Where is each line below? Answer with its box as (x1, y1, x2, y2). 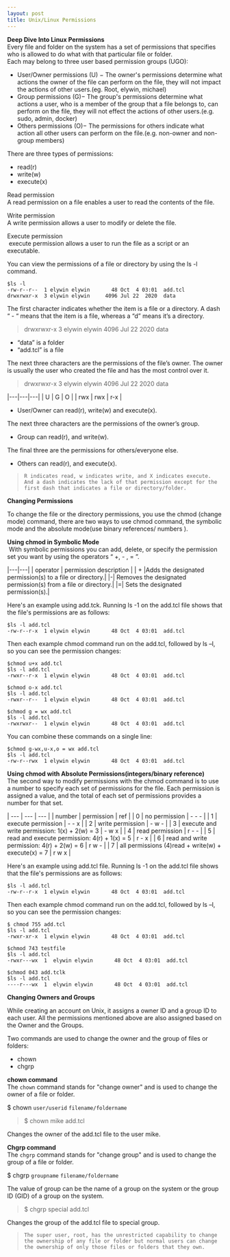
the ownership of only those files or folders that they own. (23, 1243, 205, 1250)
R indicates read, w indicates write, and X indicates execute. (23, 472, 212, 479)
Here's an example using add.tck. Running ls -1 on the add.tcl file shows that (7, 601, 222, 609)
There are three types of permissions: (7, 149, 114, 158)
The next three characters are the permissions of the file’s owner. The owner (7, 358, 223, 367)
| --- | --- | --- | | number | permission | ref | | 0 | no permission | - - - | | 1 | (7, 811, 218, 820)
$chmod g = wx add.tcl (7, 708, 72, 715)
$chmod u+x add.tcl (7, 660, 63, 667)
